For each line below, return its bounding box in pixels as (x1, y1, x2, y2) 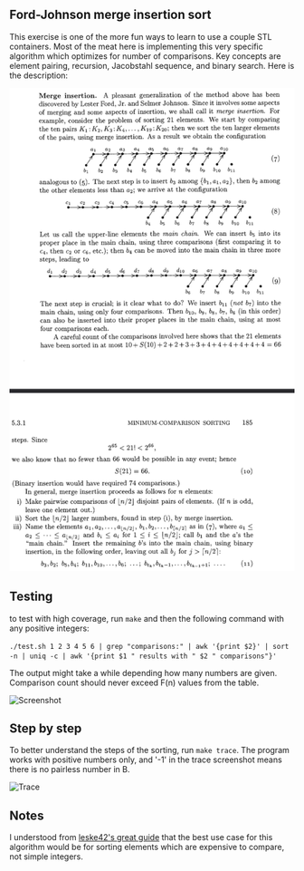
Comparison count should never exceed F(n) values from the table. (9, 677, 260, 688)
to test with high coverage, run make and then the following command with (9, 613, 285, 624)
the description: (9, 70, 69, 81)
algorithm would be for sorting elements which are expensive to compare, (9, 842, 285, 853)
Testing (9, 589, 53, 605)
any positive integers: (9, 623, 90, 634)
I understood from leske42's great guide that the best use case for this (9, 832, 273, 843)
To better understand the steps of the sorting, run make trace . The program (9, 745, 290, 756)
